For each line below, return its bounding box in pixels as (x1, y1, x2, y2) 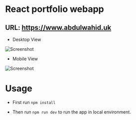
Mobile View (12, 56, 38, 62)
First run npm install (12, 99, 56, 105)
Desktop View (12, 36, 41, 42)
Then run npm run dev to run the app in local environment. (12, 109, 131, 115)
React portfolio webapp (5, 3, 105, 15)
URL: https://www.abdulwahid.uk (5, 23, 112, 32)
